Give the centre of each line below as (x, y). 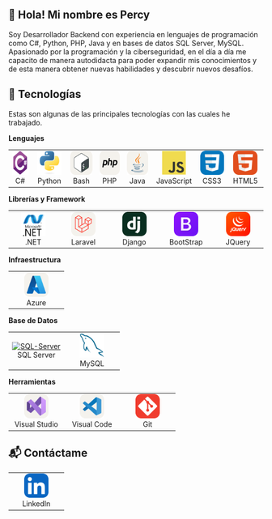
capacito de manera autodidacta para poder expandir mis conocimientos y (133, 60)
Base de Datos (33, 321)
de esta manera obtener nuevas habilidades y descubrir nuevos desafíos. (131, 69)
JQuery (238, 242)
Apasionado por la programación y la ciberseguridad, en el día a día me (127, 51)
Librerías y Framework (47, 198)
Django (134, 242)
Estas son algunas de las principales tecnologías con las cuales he (119, 113)
